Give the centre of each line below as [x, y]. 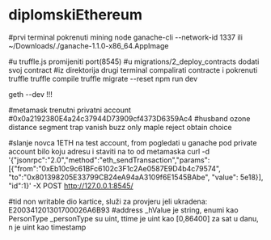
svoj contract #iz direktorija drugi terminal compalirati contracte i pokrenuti [133, 69]
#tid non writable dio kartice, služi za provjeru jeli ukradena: [108, 201]
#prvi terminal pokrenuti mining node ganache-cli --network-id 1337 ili [125, 37]
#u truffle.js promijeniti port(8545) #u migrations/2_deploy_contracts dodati [134, 61]
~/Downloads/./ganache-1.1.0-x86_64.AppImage [89, 45]
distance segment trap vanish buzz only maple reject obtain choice [120, 127]
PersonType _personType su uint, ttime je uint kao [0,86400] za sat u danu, [133, 218]
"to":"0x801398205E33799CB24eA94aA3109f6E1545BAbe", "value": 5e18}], [136, 177]
